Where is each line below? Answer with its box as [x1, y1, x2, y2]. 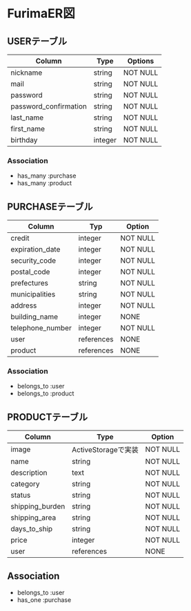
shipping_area [10, 513, 57, 523]
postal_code [10, 267, 50, 276]
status [10, 491, 31, 500]
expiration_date [10, 245, 61, 254]
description [10, 468, 48, 478]
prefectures [10, 279, 49, 288]
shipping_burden [10, 502, 66, 511]
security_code [10, 256, 57, 265]
